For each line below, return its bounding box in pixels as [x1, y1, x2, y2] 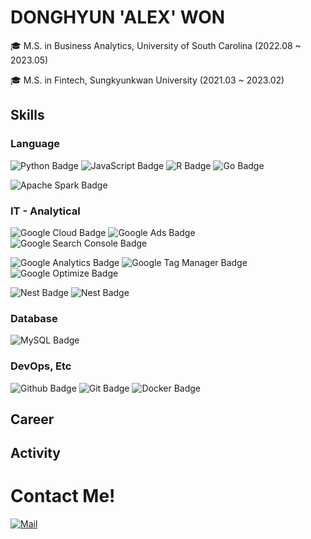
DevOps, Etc [10, 359, 72, 373]
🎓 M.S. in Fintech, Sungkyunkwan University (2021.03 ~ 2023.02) [10, 74, 285, 86]
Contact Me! [10, 485, 116, 508]
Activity [10, 445, 62, 462]
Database [10, 311, 58, 325]
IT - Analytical [10, 204, 81, 218]
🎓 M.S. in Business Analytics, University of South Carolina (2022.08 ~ [10, 39, 302, 51]
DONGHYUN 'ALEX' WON [10, 6, 226, 29]
